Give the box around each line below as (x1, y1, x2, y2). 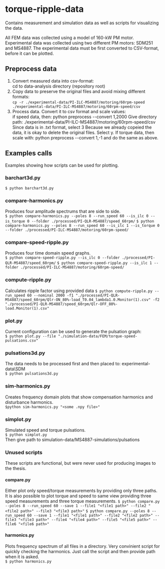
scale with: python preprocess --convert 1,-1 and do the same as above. (12, 134, 159, 140)
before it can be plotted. (5, 50, 54, 56)
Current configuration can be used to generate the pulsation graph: (5, 329, 142, 335)
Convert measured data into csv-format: (12, 78, 94, 84)
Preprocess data (5, 65, 57, 73)
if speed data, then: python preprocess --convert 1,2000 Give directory (12, 114, 157, 120)
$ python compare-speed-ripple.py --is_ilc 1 (57, 261, 152, 265)
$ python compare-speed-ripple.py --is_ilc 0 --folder (5, 256, 120, 261)
